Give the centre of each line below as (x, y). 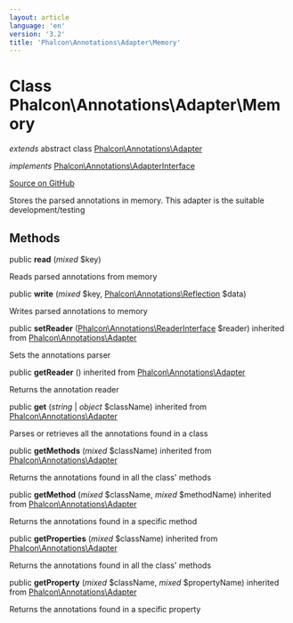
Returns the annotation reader (64, 389)
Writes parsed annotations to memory (79, 311)
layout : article (39, 17)
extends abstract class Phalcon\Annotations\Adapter (106, 149)
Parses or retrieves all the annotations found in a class (109, 433)
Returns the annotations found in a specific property (105, 609)
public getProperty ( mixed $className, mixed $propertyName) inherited (144, 583)
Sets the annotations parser (60, 355)
